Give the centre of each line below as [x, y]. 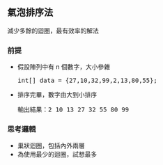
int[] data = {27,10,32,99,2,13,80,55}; [87, 81]
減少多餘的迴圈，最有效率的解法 [53, 31]
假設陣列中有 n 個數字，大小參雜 [63, 67]
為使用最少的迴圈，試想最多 [57, 155]
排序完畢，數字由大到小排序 [57, 95]
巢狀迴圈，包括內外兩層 [51, 146]
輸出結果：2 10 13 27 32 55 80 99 [73, 110]
